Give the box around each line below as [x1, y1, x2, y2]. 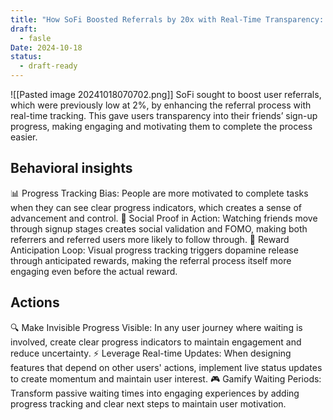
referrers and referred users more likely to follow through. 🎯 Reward [10, 233, 290, 245]
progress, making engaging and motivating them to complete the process [10, 121, 313, 132]
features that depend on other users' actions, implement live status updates [10, 361, 323, 373]
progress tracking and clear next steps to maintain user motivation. [10, 397, 287, 410]
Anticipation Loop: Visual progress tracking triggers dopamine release [10, 244, 299, 256]
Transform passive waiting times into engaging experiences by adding [10, 387, 300, 399]
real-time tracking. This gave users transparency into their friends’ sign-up [10, 110, 318, 121]
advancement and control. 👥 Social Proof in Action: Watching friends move [10, 212, 318, 224]
